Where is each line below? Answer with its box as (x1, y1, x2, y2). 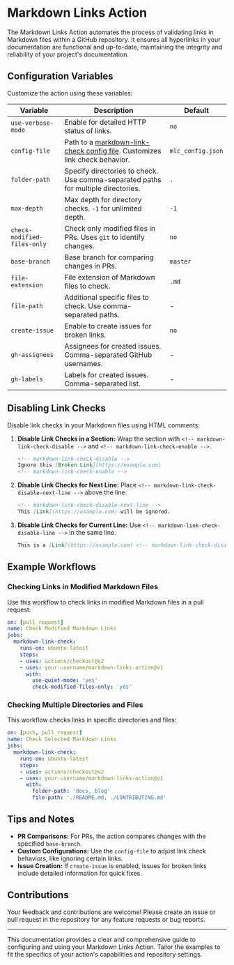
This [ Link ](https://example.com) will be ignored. (17, 508, 171, 515)
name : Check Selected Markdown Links (7, 736, 117, 743)
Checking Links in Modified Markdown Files (7, 582, 159, 592)
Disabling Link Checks (7, 402, 106, 414)
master (169, 257, 192, 266)
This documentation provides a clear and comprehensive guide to (7, 935, 196, 943)
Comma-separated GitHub (64, 350, 153, 360)
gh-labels (10, 375, 43, 383)
